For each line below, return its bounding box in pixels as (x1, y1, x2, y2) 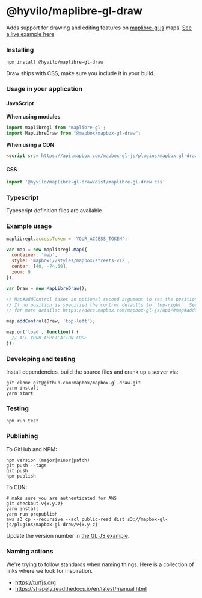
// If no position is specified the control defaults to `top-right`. (6, 302, 187, 308)
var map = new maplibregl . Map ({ (6, 247, 87, 253)
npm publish (6, 473, 36, 479)
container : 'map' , (11, 252, 58, 258)
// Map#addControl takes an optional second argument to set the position (6, 296, 198, 302)
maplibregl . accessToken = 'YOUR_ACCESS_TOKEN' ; (6, 236, 128, 242)
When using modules (6, 113, 61, 120)
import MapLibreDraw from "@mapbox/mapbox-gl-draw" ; (6, 131, 141, 137)
